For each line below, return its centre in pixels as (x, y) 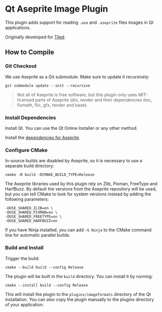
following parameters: (27, 199)
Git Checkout (21, 66)
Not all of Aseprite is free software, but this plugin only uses (77, 95)
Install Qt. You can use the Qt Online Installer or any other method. (71, 128)
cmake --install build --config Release (47, 285)
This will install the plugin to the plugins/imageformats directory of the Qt (78, 294)
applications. (18, 27)
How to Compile (30, 52)
